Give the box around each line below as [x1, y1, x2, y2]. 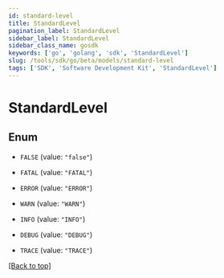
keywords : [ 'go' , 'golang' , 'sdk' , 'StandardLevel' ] [8, 49, 189, 57]
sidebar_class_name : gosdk [8, 42, 99, 50]
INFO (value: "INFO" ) [19, 214, 86, 223]
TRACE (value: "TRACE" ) [19, 245, 93, 255]
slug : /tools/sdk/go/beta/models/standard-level [8, 57, 174, 65]
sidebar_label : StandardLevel [8, 34, 110, 43]
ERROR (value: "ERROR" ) [19, 182, 93, 193]
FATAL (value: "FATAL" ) [19, 167, 93, 177]
